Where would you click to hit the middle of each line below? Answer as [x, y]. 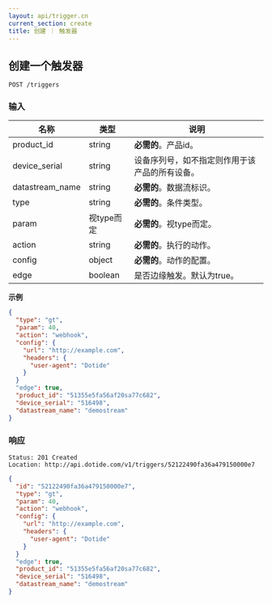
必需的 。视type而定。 [175, 224]
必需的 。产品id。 [166, 145]
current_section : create [50, 23]
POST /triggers [34, 85]
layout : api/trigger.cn [49, 16]
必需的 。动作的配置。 [175, 261]
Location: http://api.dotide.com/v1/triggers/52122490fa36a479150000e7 [132, 465]
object [101, 260]
